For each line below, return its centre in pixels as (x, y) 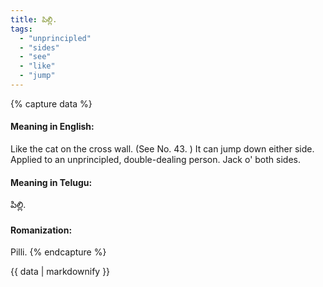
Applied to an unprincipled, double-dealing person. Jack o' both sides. (155, 160)
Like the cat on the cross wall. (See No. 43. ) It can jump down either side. (162, 149)
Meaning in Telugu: (51, 182)
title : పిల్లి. (34, 19)
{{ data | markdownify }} (60, 272)
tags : (21, 29)
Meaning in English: (52, 127)
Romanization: (41, 230)
